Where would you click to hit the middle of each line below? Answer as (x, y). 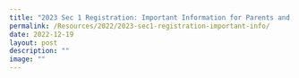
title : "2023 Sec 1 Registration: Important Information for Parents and (150, 17)
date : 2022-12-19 (42, 34)
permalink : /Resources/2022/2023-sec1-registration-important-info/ (140, 26)
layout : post (34, 43)
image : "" (28, 59)
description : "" (39, 51)
